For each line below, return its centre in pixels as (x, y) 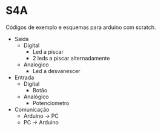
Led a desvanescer (56, 71)
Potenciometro (51, 103)
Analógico (36, 97)
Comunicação (32, 109)
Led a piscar (48, 51)
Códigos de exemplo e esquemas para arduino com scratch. (81, 27)
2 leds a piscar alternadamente (71, 58)
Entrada (24, 77)
